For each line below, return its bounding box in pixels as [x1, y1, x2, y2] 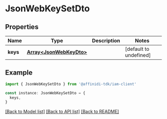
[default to [125, 45, 150, 52]
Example [5, 69, 33, 77]
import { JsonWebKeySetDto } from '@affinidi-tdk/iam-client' [5, 81, 137, 86]
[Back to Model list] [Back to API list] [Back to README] [5, 109, 119, 115]
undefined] [125, 52, 151, 58]
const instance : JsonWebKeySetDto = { [5, 90, 85, 95]
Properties [5, 23, 39, 31]
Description [91, 38, 120, 44]
